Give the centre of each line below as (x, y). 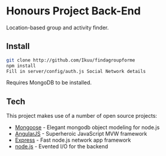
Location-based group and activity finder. (58, 27)
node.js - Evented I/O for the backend (61, 146)
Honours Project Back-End (73, 11)
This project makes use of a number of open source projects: (82, 116)
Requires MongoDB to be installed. (49, 82)
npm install (21, 66)
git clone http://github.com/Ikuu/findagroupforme (71, 60)
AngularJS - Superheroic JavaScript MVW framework (81, 134)
